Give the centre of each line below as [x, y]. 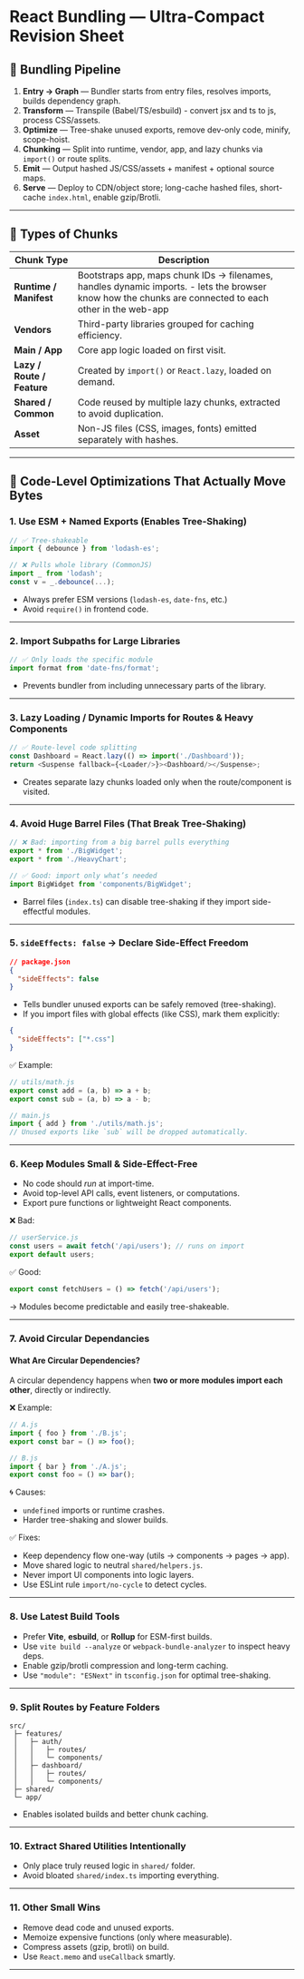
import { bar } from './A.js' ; [68, 1466]
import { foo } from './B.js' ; [68, 1433]
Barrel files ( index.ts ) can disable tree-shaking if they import [136, 901]
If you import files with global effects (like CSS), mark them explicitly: [151, 1014]
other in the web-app [123, 309]
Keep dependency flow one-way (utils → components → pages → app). [156, 1556]
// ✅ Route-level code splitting [73, 748]
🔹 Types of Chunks [64, 235]
